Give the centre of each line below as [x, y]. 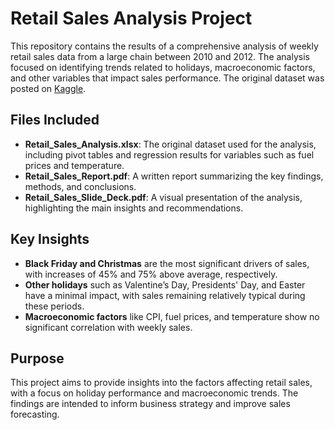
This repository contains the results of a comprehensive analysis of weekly [164, 46]
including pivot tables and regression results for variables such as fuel [169, 154]
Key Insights [50, 239]
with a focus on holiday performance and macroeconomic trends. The [154, 393]
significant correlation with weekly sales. [108, 327]
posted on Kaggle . [48, 88]
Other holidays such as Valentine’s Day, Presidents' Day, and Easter [165, 284]
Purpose [37, 358]
